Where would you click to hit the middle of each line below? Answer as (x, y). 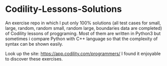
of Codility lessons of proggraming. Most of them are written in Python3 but (83, 33)
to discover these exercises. (34, 59)
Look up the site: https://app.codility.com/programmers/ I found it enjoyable (83, 54)
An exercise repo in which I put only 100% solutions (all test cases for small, (83, 23)
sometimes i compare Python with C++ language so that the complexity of (82, 39)
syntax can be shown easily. (34, 44)
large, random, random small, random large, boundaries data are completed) (84, 28)
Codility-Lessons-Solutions (64, 9)
